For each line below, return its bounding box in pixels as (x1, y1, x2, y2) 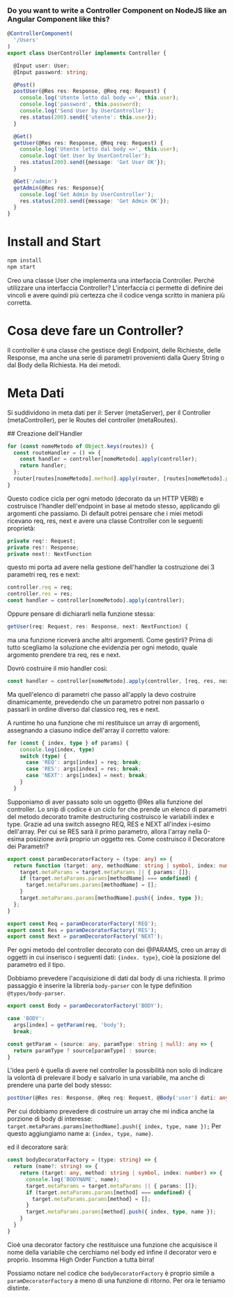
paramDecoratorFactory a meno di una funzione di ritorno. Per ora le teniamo (7, 1276, 226, 1285)
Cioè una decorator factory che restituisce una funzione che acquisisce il (7, 1240, 217, 1248)
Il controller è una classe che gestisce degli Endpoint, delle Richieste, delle (7, 346, 221, 354)
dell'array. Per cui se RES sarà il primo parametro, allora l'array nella (7, 827, 202, 836)
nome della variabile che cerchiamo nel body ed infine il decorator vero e (7, 1248, 217, 1256)
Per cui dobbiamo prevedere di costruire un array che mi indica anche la (7, 1107, 214, 1116)
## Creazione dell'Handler (7, 429, 83, 438)
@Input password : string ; (13, 68, 89, 75)
